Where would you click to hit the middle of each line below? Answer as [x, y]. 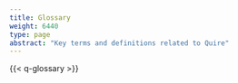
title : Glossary [40, 18]
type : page [30, 34]
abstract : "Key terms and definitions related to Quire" [119, 43]
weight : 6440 [34, 26]
